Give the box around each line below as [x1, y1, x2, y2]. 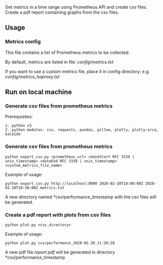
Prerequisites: [5, 114, 33, 120]
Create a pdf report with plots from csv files [5, 211, 111, 218]
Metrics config [5, 38, 41, 45]
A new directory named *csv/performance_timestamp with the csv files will [5, 194, 157, 200]
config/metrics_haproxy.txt [5, 74, 60, 79]
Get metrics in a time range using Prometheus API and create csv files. [5, 4, 148, 10]
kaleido [5, 132, 21, 137]
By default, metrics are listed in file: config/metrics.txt [5, 59, 114, 65]
